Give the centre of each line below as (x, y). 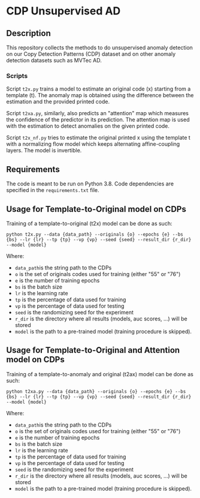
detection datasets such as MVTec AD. (54, 60)
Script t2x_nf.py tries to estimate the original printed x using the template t (98, 138)
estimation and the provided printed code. (58, 102)
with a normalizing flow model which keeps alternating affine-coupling (93, 144)
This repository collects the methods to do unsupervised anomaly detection (100, 47)
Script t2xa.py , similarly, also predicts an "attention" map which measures (97, 113)
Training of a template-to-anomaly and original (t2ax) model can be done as (100, 374)
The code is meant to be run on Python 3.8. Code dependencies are (90, 184)
